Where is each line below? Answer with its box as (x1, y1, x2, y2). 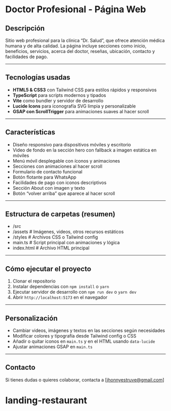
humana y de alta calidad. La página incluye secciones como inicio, (5, 43, 147, 49)
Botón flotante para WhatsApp (12, 174, 76, 180)
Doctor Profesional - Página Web (5, 4, 147, 15)
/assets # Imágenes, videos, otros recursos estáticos (12, 228, 124, 235)
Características (5, 128, 55, 137)
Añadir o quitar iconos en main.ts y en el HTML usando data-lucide (12, 338, 155, 345)
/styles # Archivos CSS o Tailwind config (12, 234, 98, 240)
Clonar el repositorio (12, 278, 56, 284)
